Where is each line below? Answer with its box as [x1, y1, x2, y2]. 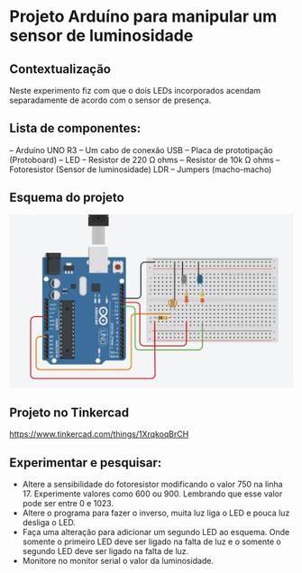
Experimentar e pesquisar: [9, 455, 162, 470]
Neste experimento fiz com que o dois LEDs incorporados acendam [9, 86, 261, 95]
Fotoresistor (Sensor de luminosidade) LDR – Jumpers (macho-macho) [9, 164, 272, 175]
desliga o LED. [22, 517, 77, 528]
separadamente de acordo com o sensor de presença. [9, 95, 212, 105]
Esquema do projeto [9, 190, 124, 205]
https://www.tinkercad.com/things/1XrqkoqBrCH [9, 429, 189, 440]
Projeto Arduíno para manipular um [9, 6, 278, 27]
